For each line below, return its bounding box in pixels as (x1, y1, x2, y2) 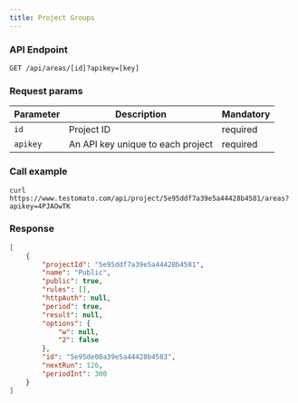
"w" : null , (57, 327, 100, 336)
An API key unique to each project (68, 138, 214, 150)
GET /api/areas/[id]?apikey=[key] (9, 63, 140, 72)
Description (114, 108, 168, 120)
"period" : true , (42, 302, 103, 311)
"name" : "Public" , (42, 268, 111, 277)
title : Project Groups (9, 13, 95, 23)
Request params (9, 84, 83, 97)
